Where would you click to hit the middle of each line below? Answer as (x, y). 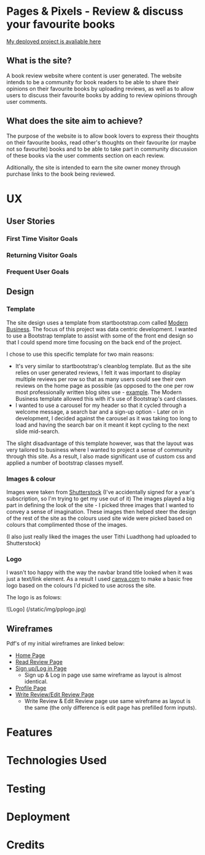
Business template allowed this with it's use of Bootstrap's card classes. (106, 398)
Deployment (38, 817)
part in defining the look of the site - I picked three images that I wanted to (100, 505)
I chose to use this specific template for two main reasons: (80, 354)
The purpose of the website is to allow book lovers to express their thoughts (103, 136)
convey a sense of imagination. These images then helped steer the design (101, 511)
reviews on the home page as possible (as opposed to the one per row (105, 385)
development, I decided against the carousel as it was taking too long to (106, 418)
